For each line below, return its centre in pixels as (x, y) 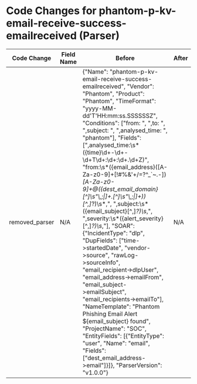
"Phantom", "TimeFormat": (119, 101)
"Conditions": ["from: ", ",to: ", (124, 123)
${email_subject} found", (116, 321)
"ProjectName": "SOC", (114, 328)
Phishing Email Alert (110, 314)
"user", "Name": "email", (116, 343)
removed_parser (32, 222)
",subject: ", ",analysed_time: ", (125, 130)
